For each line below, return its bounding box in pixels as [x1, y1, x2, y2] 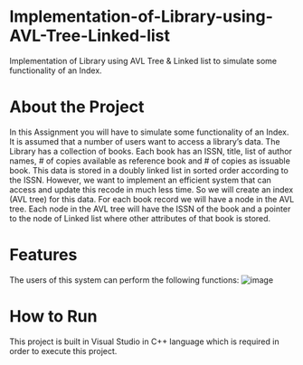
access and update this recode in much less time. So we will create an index [9, 183, 294, 195]
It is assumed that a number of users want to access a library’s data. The [9, 136, 280, 146]
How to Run [9, 306, 98, 326]
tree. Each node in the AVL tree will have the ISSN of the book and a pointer [9, 203, 291, 214]
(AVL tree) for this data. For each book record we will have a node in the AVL [9, 193, 295, 204]
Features [9, 245, 78, 266]
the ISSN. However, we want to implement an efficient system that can [9, 174, 271, 185]
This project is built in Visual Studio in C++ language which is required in [9, 336, 279, 347]
